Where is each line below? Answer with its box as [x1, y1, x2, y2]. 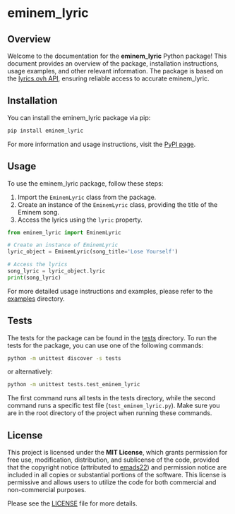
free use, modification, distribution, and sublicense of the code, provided [7, 455, 219, 464]
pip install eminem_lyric [7, 127, 83, 134]
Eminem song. [17, 208, 60, 216]
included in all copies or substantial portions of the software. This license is [7, 471, 227, 479]
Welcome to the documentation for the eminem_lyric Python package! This [7, 52, 227, 60]
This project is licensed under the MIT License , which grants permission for [7, 448, 228, 457]
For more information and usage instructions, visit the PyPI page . [7, 140, 196, 148]
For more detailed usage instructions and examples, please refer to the [7, 287, 213, 295]
